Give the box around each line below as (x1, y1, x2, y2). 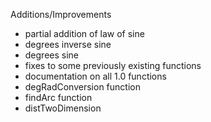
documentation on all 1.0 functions (24, 70, 167, 82)
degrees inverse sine (24, 39, 112, 50)
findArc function (24, 92, 93, 103)
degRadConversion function (24, 81, 141, 93)
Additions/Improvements (10, 9, 112, 20)
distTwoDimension (24, 102, 102, 114)
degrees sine (24, 49, 80, 61)
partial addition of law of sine (24, 28, 145, 39)
